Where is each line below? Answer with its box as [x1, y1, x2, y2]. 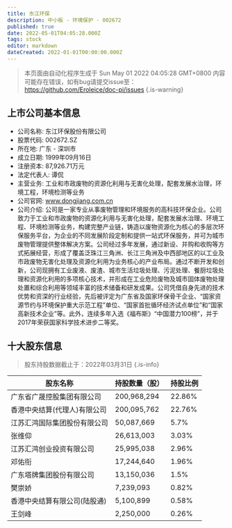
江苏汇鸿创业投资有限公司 [10, 444, 95, 454]
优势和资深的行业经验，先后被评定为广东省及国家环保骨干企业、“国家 [17, 292, 215, 300]
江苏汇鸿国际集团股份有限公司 [10, 418, 109, 427]
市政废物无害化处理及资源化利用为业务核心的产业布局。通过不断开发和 [17, 257, 219, 265]
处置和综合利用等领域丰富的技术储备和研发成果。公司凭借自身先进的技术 [17, 283, 224, 292]
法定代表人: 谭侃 [17, 170, 64, 179]
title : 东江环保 [7, 10, 50, 17]
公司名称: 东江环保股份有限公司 [17, 126, 106, 135]
